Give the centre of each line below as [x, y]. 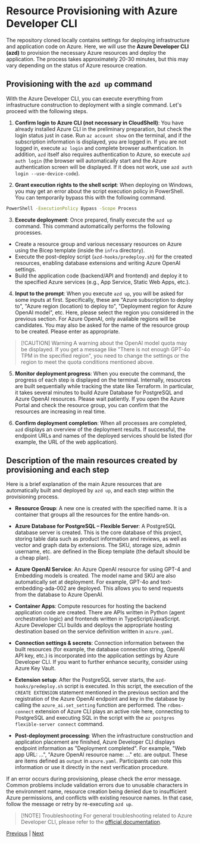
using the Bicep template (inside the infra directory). [80, 250]
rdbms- [176, 706]
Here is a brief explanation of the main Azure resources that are [84, 484]
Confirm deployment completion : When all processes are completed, [101, 423]
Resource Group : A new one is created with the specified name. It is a [101, 508]
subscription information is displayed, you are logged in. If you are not [101, 142]
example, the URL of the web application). [66, 442]
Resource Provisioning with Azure [92, 11]
